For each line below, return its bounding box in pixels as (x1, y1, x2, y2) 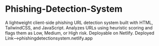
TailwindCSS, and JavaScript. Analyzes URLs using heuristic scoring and (5, 24, 153, 30)
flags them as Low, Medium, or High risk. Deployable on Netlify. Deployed (5, 30, 155, 36)
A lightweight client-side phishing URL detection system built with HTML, (5, 20, 154, 25)
